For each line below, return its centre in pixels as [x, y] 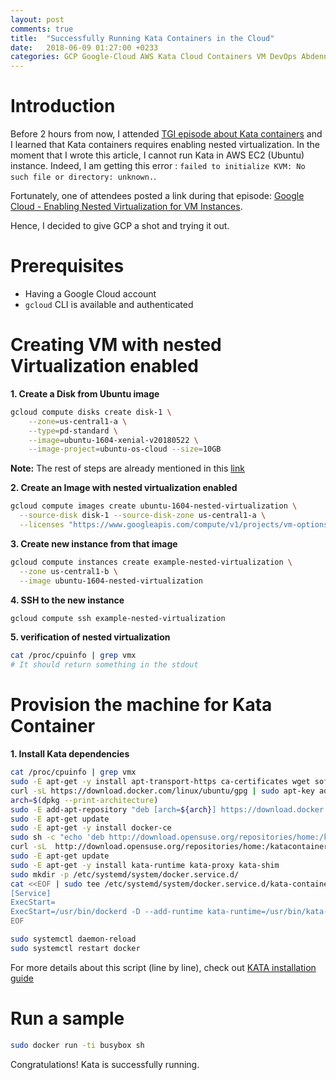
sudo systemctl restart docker [75, 948]
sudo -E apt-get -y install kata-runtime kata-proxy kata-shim [145, 865]
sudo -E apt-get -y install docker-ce [91, 828]
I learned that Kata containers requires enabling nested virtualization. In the [165, 145]
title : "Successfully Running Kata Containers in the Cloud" [142, 38]
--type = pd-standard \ [73, 431]
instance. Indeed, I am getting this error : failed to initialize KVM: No [158, 166]
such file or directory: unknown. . [83, 177]
